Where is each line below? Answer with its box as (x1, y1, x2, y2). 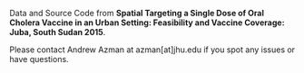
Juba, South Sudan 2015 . (9, 27, 106, 37)
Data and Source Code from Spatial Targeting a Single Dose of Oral (9, 8, 265, 18)
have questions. (9, 54, 70, 64)
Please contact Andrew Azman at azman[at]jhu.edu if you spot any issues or (9, 44, 296, 55)
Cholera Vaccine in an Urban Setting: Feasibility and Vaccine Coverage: (9, 17, 285, 28)
